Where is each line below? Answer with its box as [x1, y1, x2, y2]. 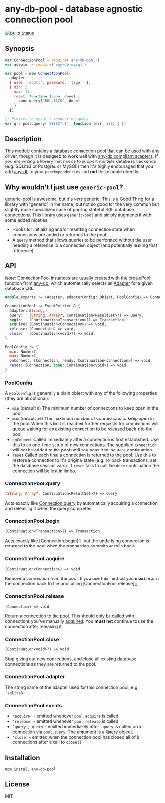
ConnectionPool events [5, 702, 62, 709]
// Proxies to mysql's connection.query [5, 117, 89, 122]
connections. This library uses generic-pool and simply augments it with [5, 212, 152, 218]
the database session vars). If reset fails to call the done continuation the [12, 462, 159, 468]
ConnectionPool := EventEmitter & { [5, 304, 80, 309]
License [5, 780, 30, 788]
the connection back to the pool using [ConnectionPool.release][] [5, 580, 137, 586]
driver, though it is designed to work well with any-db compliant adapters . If [5, 153, 158, 159]
